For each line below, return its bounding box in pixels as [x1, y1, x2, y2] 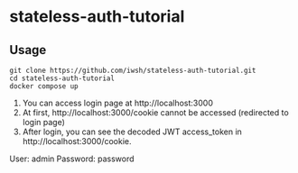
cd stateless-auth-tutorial [9, 74, 116, 83]
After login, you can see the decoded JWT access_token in [22, 126, 242, 137]
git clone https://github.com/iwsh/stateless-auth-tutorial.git [9, 66, 256, 75]
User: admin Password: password [9, 153, 135, 164]
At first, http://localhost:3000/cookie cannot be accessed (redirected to [22, 107, 289, 118]
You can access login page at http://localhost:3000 [22, 97, 214, 108]
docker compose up [9, 82, 79, 91]
